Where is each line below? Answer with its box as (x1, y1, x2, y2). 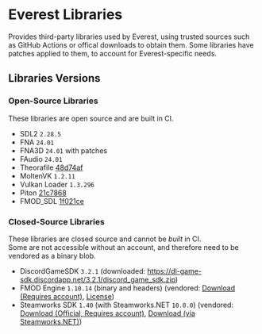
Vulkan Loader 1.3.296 (19, 179, 95, 189)
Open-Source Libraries (8, 95, 98, 106)
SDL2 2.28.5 (19, 129, 62, 138)
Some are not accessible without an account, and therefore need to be (8, 242, 240, 251)
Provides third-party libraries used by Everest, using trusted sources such (8, 32, 250, 41)
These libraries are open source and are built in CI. (8, 113, 174, 123)
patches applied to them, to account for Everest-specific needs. (8, 48, 217, 58)
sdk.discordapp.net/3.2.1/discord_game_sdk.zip (19, 274, 176, 284)
